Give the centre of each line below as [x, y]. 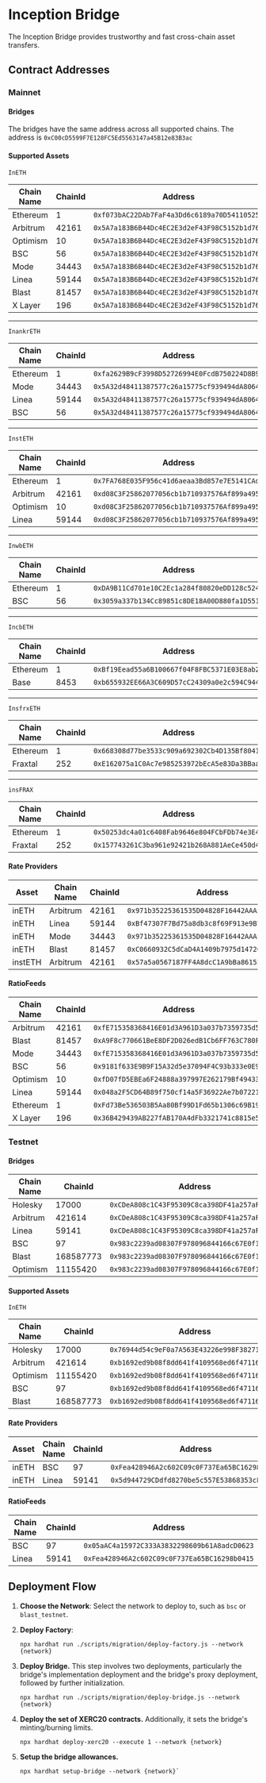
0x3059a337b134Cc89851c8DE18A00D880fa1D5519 [179, 601]
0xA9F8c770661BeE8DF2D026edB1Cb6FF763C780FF [179, 1041]
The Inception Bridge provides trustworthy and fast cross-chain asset [122, 37]
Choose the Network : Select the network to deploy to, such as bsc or [133, 1606]
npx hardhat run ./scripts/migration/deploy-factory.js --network [131, 1644]
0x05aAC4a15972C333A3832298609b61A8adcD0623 [169, 1545]
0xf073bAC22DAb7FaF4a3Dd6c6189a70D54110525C [179, 215]
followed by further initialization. [72, 1683]
